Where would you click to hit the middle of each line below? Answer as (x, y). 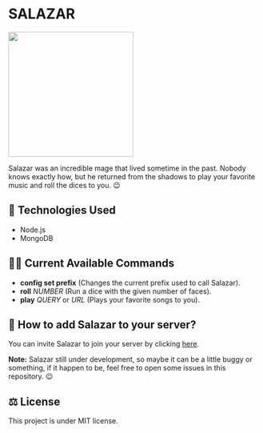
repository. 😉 (31, 376)
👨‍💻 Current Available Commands (91, 264)
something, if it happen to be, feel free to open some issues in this (117, 368)
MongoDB (36, 238)
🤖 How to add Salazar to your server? (102, 325)
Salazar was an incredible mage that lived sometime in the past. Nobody (127, 168)
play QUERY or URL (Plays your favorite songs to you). (110, 299)
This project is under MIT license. (63, 421)
